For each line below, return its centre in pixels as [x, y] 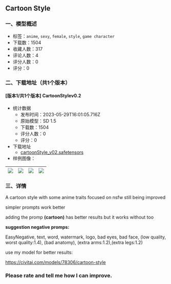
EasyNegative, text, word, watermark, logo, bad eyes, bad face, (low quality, [86, 237]
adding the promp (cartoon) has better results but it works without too [80, 217]
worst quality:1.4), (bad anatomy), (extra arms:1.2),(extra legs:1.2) [74, 243]
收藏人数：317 [28, 49]
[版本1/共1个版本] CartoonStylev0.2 [43, 96]
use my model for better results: [39, 252]
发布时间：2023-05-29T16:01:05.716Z [60, 114]
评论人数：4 [25, 55]
